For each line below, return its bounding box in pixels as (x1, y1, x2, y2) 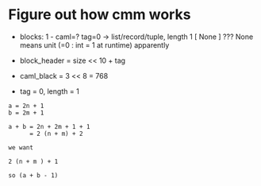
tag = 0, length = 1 (19, 86, 79, 96)
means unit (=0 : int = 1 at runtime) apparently (19, 40, 170, 49)
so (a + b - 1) (8, 171, 59, 180)
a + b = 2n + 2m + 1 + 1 (8, 122, 90, 130)
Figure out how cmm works (8, 6, 191, 24)
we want (8, 143, 34, 152)
